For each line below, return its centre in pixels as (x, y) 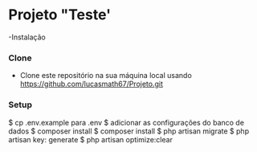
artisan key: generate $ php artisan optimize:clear (90, 139)
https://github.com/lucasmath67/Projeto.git (91, 84)
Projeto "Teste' (59, 15)
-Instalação (27, 37)
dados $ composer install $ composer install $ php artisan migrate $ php (129, 131)
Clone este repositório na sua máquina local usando (106, 76)
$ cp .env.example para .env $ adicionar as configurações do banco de (126, 122)
